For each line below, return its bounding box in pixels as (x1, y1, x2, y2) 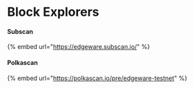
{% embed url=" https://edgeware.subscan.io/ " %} (7, 43, 151, 51)
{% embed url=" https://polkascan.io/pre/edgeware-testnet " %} (7, 74, 188, 82)
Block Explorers (7, 4, 99, 20)
